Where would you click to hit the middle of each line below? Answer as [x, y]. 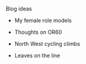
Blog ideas [19, 9]
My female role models [43, 20]
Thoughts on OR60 [38, 32]
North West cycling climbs [47, 44]
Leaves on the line [37, 56]
